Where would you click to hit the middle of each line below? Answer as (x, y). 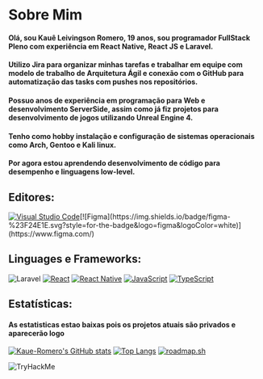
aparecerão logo (36, 333)
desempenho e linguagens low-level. (72, 172)
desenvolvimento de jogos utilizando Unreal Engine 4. (101, 117)
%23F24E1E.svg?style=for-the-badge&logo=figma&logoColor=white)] (125, 225)
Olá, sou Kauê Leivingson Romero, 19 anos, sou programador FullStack (129, 37)
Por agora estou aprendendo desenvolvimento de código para (114, 163)
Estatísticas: (40, 304)
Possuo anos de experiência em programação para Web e (107, 100)
